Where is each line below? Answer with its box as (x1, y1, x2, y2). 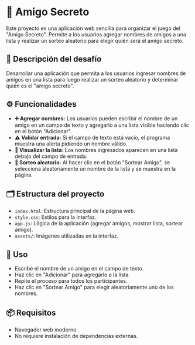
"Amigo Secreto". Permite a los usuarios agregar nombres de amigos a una (6, 31, 186, 38)
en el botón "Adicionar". (14, 127, 72, 134)
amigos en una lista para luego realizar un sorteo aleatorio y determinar (6, 76, 179, 83)
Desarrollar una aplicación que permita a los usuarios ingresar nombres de (6, 70, 186, 77)
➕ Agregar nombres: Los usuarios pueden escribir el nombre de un (14, 114, 178, 122)
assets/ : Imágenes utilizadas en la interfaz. (14, 232, 119, 239)
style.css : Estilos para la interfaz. (14, 214, 97, 221)
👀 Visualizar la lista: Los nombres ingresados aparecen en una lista (14, 146, 178, 153)
